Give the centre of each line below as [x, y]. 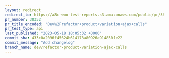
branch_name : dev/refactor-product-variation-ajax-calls [66, 47]
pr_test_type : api [24, 29]
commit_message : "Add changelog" [40, 43]
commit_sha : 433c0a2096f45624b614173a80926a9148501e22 [64, 38]
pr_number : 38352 [23, 19]
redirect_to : [18, 15]
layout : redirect [23, 10]
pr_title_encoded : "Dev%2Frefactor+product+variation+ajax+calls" [76, 24]
